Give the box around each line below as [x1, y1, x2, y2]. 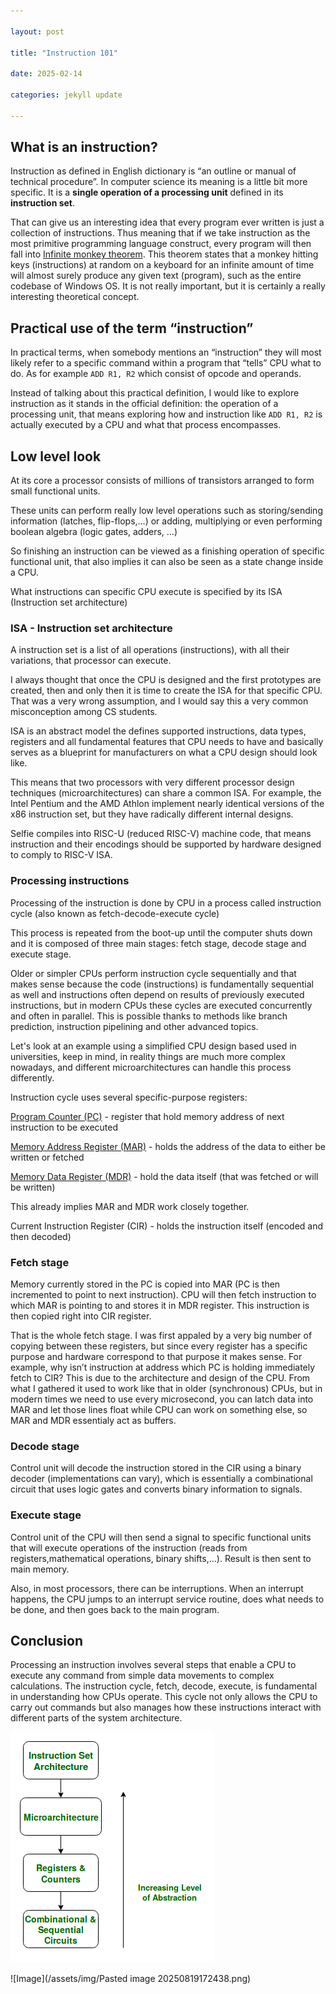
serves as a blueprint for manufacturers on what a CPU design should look [10, 746, 318, 759]
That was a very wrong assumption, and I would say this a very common [10, 695, 309, 707]
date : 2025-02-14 [10, 69, 83, 79]
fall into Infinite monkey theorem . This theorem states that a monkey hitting [10, 248, 319, 260]
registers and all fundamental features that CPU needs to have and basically [10, 736, 324, 748]
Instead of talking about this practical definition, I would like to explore [10, 387, 300, 399]
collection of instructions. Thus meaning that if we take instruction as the [10, 227, 311, 239]
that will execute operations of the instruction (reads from [10, 1541, 248, 1554]
